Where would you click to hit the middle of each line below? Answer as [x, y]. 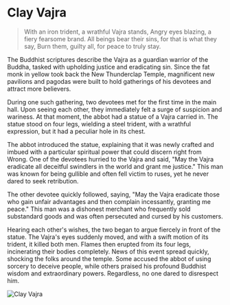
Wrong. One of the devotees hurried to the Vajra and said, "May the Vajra [111, 159]
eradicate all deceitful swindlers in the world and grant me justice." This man [115, 166]
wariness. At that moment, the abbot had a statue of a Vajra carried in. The [113, 116]
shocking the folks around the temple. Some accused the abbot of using [109, 258]
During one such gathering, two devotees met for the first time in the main [112, 102]
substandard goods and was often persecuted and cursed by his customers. [115, 216]
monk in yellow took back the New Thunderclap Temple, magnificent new [111, 74]
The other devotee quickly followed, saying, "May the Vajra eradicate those [113, 194]
